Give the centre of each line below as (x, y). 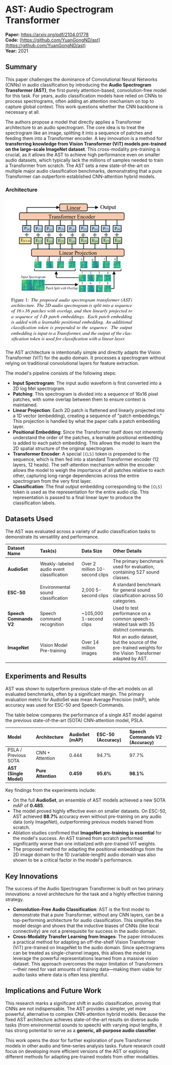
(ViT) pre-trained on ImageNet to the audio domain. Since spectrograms (89, 947)
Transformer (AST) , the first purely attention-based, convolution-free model (86, 90)
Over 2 (89, 564)
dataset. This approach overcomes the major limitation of (73, 964)
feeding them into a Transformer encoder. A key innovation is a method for (84, 138)
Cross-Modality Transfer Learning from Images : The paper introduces (88, 936)
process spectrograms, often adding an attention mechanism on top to (80, 101)
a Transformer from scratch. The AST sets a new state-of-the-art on (77, 166)
